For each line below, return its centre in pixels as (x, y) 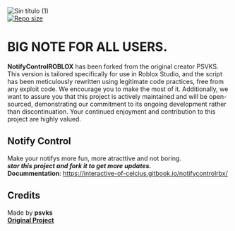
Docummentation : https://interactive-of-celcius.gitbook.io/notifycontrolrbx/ (117, 173)
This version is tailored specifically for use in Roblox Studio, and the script (115, 73)
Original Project (31, 220)
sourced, (20, 104)
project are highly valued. (44, 119)
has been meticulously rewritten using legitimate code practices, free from (116, 81)
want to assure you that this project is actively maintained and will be (108, 96)
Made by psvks (30, 213)
